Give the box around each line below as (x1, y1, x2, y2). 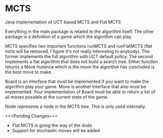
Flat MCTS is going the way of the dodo (12, 122, 92, 128)
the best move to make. (5, 69, 53, 75)
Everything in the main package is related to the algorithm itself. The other (5, 28, 154, 34)
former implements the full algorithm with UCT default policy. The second (5, 53, 153, 59)
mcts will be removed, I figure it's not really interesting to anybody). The (5, 48, 150, 54)
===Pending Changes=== (5, 113, 58, 118)
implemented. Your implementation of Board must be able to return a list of (5, 89, 155, 95)
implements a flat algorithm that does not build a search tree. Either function (5, 59, 159, 64)
